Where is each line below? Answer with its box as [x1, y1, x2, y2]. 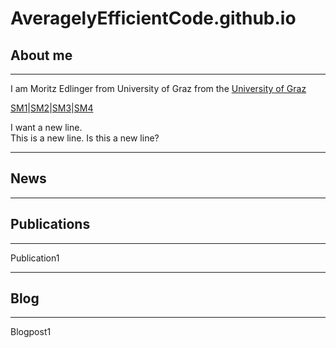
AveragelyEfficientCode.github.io [10, 7, 297, 30]
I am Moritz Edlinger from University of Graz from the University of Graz [10, 83, 307, 94]
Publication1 [10, 252, 60, 264]
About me [10, 47, 73, 64]
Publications [10, 216, 91, 233]
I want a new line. [10, 122, 83, 133]
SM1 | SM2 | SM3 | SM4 [10, 102, 94, 114]
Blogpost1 [10, 326, 52, 338]
